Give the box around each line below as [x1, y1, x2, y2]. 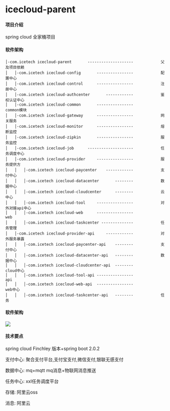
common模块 [5, 107, 27, 112]
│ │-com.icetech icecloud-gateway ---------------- [5, 113, 134, 118]
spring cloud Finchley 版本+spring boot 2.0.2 [5, 345, 100, 351]
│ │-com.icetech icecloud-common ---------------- [5, 102, 134, 107]
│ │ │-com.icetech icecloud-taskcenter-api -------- [5, 292, 134, 298]
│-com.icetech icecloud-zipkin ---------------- [14, 134, 134, 140]
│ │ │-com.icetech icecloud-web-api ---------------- [5, 281, 134, 287]
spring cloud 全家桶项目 [5, 34, 56, 40]
